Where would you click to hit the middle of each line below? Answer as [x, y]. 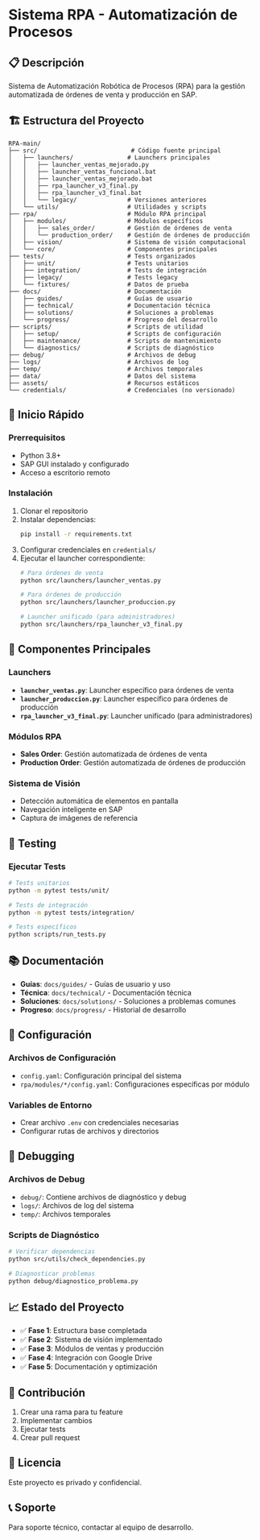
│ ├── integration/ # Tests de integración [107, 270]
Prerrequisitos [37, 438]
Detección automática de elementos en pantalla [99, 801]
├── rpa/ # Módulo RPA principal [107, 214]
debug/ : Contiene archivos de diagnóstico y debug [103, 1197]
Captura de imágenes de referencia [79, 818]
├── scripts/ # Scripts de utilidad [106, 327]
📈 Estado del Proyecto [66, 1307]
